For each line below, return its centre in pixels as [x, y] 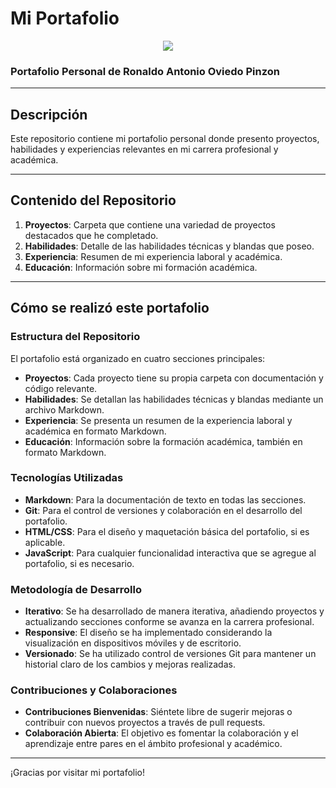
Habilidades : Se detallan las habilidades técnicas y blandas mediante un [174, 399]
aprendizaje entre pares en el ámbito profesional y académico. [153, 744]
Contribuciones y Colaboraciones [94, 690]
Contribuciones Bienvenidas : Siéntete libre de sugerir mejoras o [158, 712]
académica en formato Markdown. [95, 431]
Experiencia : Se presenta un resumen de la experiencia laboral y [158, 420]
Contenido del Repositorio [93, 200]
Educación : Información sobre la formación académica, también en [163, 441]
